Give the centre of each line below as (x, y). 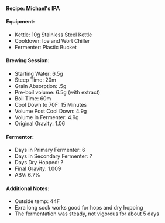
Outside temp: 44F (37, 201)
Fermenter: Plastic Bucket (46, 47)
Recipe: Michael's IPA (33, 8)
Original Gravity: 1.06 (40, 124)
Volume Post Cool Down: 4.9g (51, 111)
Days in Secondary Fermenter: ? (53, 156)
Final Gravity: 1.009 (38, 169)
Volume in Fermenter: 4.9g (47, 117)
